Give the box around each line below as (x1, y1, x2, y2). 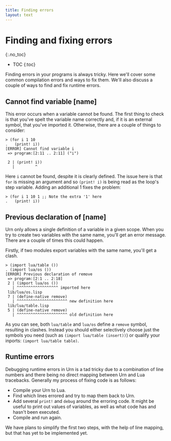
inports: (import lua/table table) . (5, 338, 79, 344)
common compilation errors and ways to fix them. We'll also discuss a (5, 77, 153, 83)
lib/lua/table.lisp (7, 303, 50, 309)
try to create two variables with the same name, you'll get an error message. (5, 232, 166, 238)
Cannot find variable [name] (5, 97, 97, 106)
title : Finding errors (5, 7, 54, 13)
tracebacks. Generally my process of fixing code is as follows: (5, 377, 137, 383)
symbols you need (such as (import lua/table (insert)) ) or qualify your (5, 332, 160, 339)
